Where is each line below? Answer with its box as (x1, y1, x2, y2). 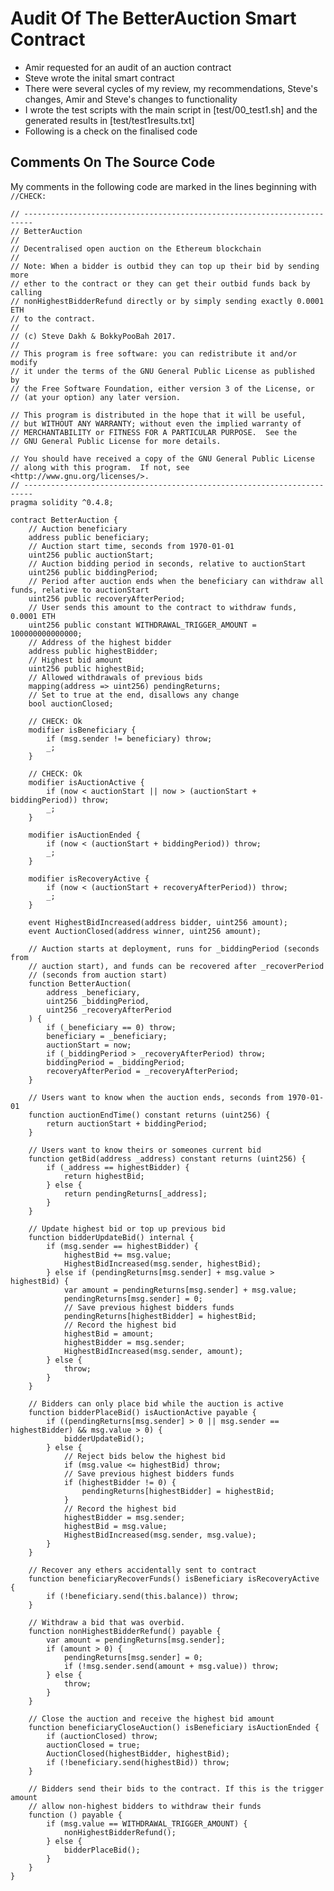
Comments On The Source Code (10, 154, 216, 171)
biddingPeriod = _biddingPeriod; (46, 1057, 186, 1067)
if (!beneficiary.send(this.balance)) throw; (46, 1591, 240, 1601)
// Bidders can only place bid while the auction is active (28, 1398, 284, 1409)
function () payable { (28, 1810, 123, 1820)
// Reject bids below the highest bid (63, 1451, 226, 1461)
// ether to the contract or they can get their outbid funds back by (10, 278, 311, 289)
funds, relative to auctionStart (10, 585, 150, 595)
